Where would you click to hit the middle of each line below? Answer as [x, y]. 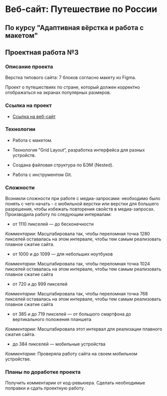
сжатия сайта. [20, 334]
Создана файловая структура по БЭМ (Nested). [63, 165]
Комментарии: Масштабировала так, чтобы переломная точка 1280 [78, 234]
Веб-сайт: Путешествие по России [81, 9]
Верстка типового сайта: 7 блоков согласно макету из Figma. [71, 77]
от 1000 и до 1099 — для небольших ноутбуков [63, 254]
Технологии [20, 129]
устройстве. [18, 359]
